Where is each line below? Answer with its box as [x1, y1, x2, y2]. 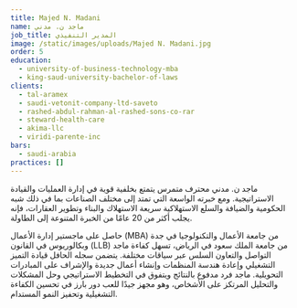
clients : [10, 81, 44, 90]
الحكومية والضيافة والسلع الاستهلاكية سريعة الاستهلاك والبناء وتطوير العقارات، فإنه [10, 202, 286, 213]
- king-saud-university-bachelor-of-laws [18, 73, 179, 82]
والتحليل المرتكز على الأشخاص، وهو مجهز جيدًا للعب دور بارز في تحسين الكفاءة [10, 278, 279, 289]
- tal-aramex [18, 90, 69, 99]
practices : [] [10, 157, 65, 167]
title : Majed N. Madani [10, 13, 101, 23]
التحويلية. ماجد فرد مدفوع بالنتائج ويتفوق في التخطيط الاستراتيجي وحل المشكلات [10, 269, 284, 280]
